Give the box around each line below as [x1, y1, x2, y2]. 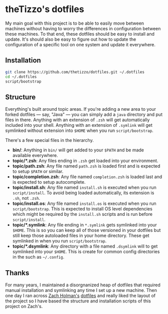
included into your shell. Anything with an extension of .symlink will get [5, 122, 153, 128]
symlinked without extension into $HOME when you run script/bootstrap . [5, 127, 154, 134]
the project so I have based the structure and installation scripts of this [5, 298, 151, 304]
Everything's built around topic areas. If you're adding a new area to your [5, 106, 156, 112]
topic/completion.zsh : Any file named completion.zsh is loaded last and [12, 174, 162, 180]
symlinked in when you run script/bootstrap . [12, 238, 107, 244]
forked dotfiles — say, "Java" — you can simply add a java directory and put [5, 112, 163, 118]
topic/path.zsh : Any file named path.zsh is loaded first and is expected [12, 163, 160, 169]
